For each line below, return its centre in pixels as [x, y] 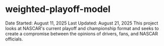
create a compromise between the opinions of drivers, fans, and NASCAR [81, 33]
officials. [14, 39]
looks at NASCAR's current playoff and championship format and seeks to [82, 28]
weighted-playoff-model [58, 9]
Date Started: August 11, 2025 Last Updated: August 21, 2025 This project [82, 23]
